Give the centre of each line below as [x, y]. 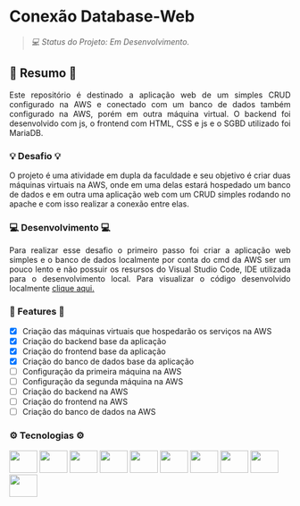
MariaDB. [26, 132]
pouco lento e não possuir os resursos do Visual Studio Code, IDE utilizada [150, 269]
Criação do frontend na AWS [75, 402]
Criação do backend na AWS [75, 392]
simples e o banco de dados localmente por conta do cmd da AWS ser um [150, 260]
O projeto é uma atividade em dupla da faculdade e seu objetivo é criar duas [150, 175]
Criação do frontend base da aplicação [94, 351]
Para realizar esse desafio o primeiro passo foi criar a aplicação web [150, 250]
